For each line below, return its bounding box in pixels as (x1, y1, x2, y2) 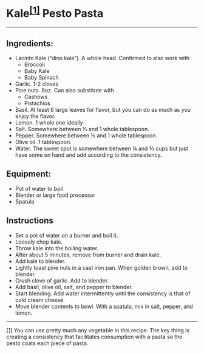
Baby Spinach (24, 74, 59, 81)
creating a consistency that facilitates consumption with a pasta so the (6, 333, 183, 340)
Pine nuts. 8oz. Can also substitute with (15, 87, 114, 94)
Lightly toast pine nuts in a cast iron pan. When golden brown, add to (15, 264, 188, 271)
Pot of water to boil (15, 185, 63, 192)
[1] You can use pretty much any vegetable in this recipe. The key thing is (6, 326, 190, 334)
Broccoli (24, 61, 46, 68)
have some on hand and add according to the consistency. (15, 151, 162, 159)
